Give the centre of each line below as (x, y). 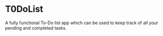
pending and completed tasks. (36, 28)
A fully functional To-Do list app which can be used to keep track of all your (82, 23)
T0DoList (24, 9)
